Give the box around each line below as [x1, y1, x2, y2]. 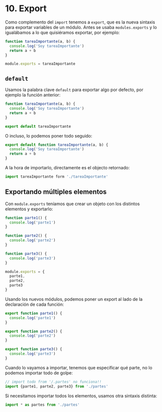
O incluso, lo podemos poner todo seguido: [5, 133, 93, 138]
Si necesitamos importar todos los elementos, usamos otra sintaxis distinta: [5, 392, 158, 399]
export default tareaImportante [5, 124, 71, 129]
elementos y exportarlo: [5, 206, 53, 212]
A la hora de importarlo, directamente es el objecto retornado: [5, 165, 130, 170]
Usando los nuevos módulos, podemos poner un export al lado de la [5, 296, 143, 302]
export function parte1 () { [5, 311, 63, 316]
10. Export [5, 3, 47, 14]
